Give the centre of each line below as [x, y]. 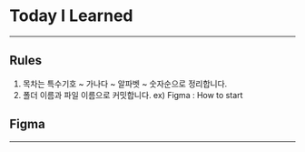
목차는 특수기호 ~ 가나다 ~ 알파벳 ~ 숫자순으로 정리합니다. [125, 84]
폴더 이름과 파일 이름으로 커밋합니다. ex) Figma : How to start [133, 95]
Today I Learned [71, 16]
